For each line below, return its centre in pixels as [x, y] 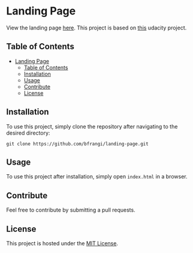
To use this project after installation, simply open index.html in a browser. [97, 177]
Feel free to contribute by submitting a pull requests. [71, 210]
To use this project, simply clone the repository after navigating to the [92, 126]
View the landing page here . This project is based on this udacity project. [96, 28]
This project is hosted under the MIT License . [62, 243]
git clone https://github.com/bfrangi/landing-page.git [77, 144]
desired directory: [28, 133]
